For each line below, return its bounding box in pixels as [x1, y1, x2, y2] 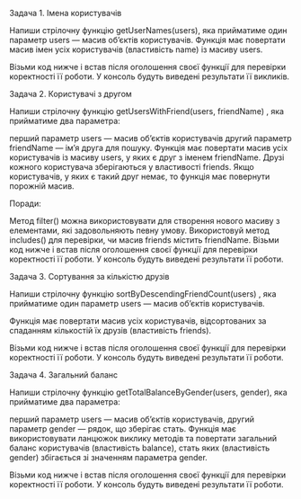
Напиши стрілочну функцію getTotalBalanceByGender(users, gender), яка [9, 387, 288, 397]
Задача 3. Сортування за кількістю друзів [9, 272, 170, 281]
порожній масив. [9, 181, 75, 192]
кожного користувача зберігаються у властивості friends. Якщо [9, 162, 254, 172]
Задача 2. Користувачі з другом [9, 89, 132, 99]
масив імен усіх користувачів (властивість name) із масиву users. [9, 44, 263, 55]
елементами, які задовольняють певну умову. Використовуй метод [9, 225, 270, 236]
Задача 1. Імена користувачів [9, 8, 122, 18]
